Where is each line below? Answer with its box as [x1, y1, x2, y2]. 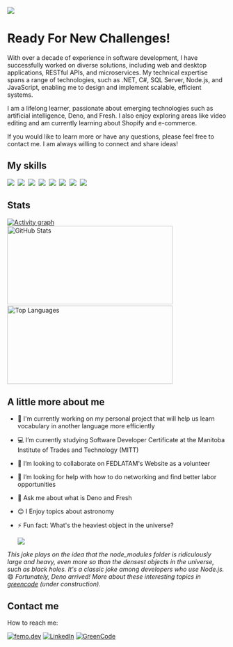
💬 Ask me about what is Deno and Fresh [17, 494, 132, 502]
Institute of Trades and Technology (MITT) [17, 446, 139, 454]
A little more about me [7, 396, 105, 407]
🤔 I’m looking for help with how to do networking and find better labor [17, 473, 217, 481]
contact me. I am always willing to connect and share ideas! [7, 139, 179, 148]
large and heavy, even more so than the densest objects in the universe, [7, 558, 214, 566]
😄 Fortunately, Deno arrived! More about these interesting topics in [7, 572, 202, 581]
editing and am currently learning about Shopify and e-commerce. [7, 118, 197, 127]
